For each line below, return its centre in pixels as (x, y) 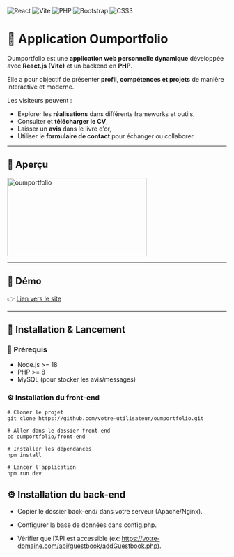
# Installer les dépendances (49, 449)
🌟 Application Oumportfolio (88, 39)
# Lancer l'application (42, 467)
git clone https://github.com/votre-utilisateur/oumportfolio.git (106, 418)
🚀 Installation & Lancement (66, 330)
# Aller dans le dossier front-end (59, 431)
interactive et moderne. (41, 87)
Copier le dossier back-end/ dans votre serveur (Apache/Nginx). (110, 512)
